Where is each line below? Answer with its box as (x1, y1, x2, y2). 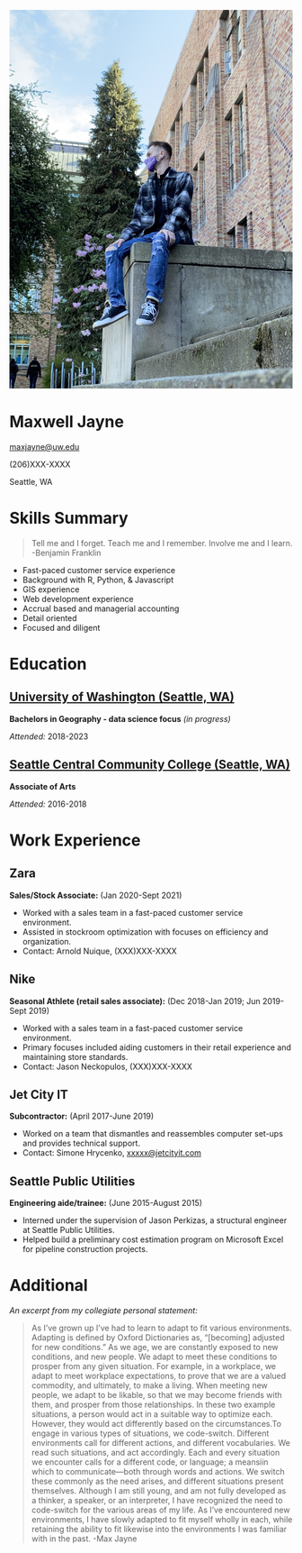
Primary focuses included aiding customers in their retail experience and (22, 1042, 292, 1053)
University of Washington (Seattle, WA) (9, 690, 235, 705)
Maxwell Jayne (9, 412, 124, 433)
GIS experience (22, 583, 80, 595)
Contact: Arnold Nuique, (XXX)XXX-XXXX (22, 946, 177, 956)
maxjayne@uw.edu (9, 441, 80, 452)
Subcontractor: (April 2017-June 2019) (9, 1110, 155, 1122)
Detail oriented (22, 612, 78, 623)
